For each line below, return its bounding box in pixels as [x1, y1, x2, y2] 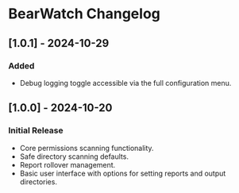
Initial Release [8, 125, 64, 136]
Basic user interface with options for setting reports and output [19, 168, 226, 178]
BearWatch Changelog [8, 5, 161, 23]
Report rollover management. [19, 160, 116, 169]
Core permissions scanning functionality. [19, 143, 154, 152]
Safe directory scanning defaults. [19, 152, 129, 161]
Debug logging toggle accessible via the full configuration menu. [19, 78, 232, 87]
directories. [19, 176, 58, 187]
